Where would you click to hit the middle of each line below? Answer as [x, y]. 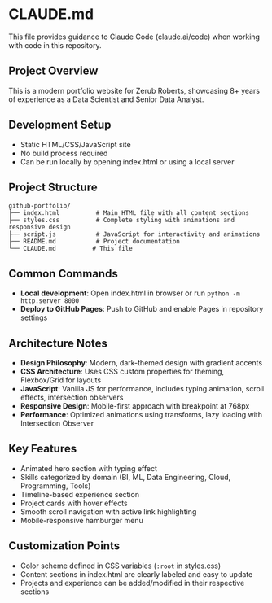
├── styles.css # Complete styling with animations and [121, 221]
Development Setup [60, 125]
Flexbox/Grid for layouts [61, 380]
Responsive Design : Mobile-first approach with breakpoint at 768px [135, 406]
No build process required [64, 153]
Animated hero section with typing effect [88, 468]
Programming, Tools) [55, 486]
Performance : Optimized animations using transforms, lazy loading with [141, 415]
